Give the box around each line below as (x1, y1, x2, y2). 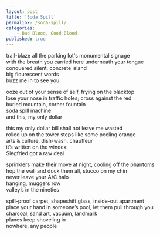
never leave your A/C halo (6, 174, 69, 180)
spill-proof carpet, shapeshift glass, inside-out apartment (6, 197, 145, 204)
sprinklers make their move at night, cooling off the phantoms (6, 161, 155, 168)
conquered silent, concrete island (6, 65, 87, 71)
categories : (6, 25, 35, 31)
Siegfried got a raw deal (6, 150, 64, 156)
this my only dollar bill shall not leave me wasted (6, 125, 123, 132)
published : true (6, 36, 46, 42)
